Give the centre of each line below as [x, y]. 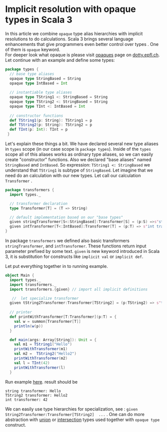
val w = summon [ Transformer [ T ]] [47, 321]
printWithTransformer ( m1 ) [41, 349]
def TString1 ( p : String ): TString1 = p [51, 120]
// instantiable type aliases [41, 93]
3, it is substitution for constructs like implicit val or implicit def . [74, 257]
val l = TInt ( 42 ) [32, 363]
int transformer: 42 [27, 400]
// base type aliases [32, 74]
